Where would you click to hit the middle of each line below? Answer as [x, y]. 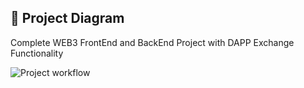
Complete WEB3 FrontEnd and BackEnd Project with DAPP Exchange [152, 42]
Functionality [37, 53]
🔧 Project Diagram [67, 18]
